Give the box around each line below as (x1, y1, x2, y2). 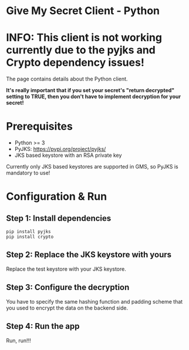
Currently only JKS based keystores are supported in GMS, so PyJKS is (6, 163, 179, 170)
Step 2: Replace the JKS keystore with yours (6, 250, 172, 260)
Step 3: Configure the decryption (6, 282, 130, 292)
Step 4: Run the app (6, 321, 80, 331)
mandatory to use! (6, 169, 50, 177)
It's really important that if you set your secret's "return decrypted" (6, 87, 175, 94)
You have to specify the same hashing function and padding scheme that (6, 298, 183, 305)
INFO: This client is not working (6, 31, 163, 45)
